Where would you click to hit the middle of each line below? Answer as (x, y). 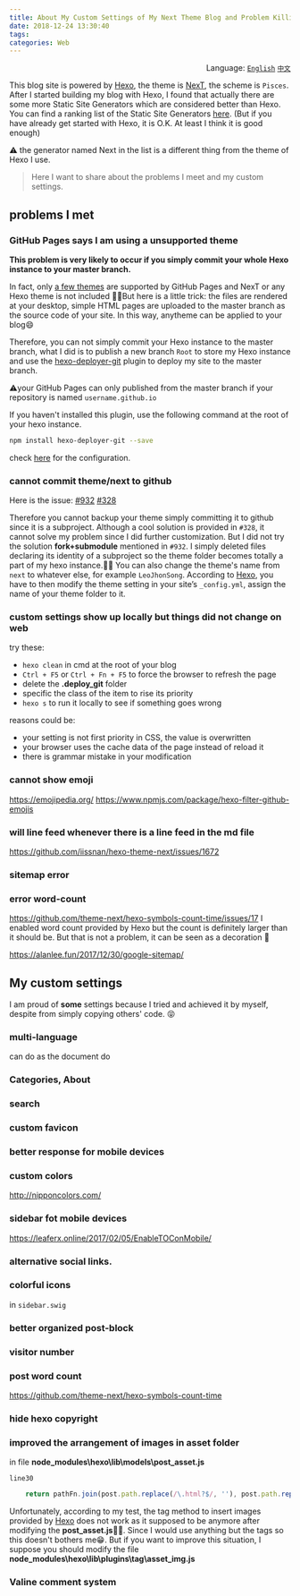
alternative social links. (61, 1261)
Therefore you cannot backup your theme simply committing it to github (142, 518)
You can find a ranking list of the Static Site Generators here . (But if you (141, 114)
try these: (27, 648)
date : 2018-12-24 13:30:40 (59, 26)
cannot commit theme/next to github (91, 481)
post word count (46, 1376)
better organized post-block (71, 1327)
